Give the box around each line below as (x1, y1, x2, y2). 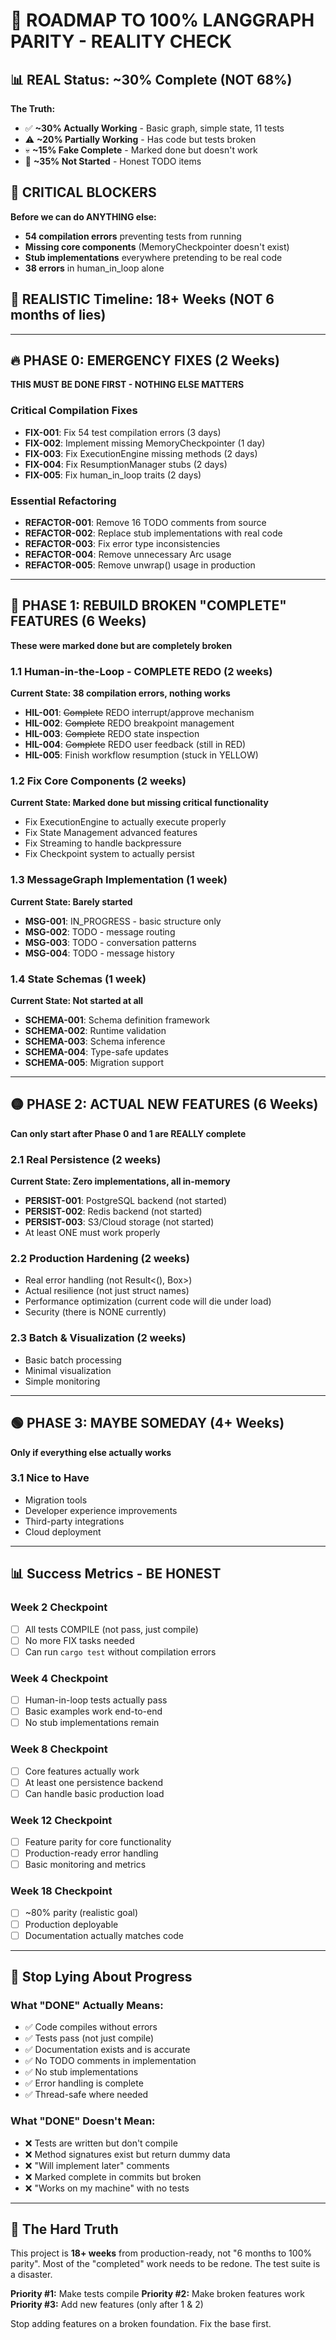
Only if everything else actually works (10, 1446, 172, 1458)
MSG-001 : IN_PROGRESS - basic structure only (24, 915, 222, 927)
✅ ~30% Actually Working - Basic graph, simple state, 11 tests (24, 122, 285, 134)
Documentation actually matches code (24, 1929, 185, 1941)
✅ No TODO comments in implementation (24, 2055, 197, 2067)
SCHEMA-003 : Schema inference (24, 1035, 166, 1048)
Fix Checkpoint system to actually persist (24, 848, 195, 860)
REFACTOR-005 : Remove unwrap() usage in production (24, 559, 256, 571)
